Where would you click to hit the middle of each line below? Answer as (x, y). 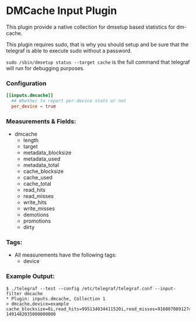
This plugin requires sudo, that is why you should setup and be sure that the (97, 44)
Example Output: (30, 276)
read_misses (38, 196)
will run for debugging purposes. (45, 68)
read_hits (34, 190)
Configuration (26, 83)
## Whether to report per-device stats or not (69, 101)
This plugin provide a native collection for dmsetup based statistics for (91, 27)
